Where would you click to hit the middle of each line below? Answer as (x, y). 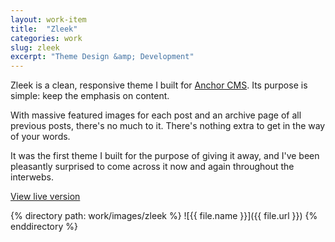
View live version (45, 197)
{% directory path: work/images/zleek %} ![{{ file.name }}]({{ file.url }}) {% (164, 216)
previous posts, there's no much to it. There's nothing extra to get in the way (168, 126)
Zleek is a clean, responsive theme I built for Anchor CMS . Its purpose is (159, 85)
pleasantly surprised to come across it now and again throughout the (152, 167)
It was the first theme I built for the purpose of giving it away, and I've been (165, 156)
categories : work (46, 38)
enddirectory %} (44, 227)
